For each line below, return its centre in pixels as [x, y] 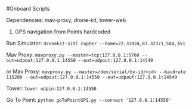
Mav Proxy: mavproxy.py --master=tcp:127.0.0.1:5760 [73, 55]
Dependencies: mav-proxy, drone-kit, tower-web [66, 20]
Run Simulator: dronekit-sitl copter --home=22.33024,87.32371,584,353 [96, 43]
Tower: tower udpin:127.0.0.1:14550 [51, 88]
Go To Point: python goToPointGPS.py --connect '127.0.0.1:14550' [89, 100]
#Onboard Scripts [28, 9]
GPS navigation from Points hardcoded [63, 32]
